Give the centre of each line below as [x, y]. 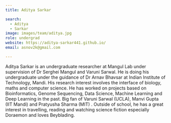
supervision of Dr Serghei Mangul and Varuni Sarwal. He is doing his [77, 72]
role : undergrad [22, 38]
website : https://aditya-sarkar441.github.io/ [56, 43]
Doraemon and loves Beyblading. [40, 115]
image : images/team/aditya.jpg [39, 34]
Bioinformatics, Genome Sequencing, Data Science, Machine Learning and [84, 93]
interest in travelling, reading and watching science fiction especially [77, 109]
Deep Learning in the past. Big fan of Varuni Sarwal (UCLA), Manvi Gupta [82, 99]
